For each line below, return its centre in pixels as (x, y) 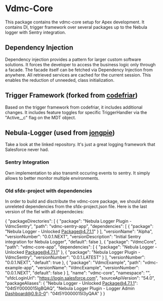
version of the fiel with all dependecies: (45, 211)
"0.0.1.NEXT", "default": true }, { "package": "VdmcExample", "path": (73, 262)
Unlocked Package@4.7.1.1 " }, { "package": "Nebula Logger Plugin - (73, 252)
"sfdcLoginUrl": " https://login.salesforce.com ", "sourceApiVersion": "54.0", (80, 278)
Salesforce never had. (27, 150)
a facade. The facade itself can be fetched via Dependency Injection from (79, 70)
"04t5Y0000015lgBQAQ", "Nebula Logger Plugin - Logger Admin (70, 288)
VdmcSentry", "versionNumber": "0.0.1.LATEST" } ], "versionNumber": (75, 257)
